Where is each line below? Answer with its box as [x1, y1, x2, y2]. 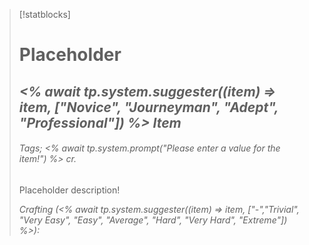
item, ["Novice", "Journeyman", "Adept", [18, 99, 279, 116]
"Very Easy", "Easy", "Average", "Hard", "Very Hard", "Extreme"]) [18, 214, 288, 226]
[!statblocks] [18, 9, 71, 20]
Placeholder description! [18, 184, 121, 196]
